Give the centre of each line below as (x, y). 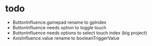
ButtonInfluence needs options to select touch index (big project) (80, 33)
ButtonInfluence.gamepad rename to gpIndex (59, 22)
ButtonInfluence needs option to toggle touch (59, 27)
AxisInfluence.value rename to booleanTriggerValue (66, 38)
